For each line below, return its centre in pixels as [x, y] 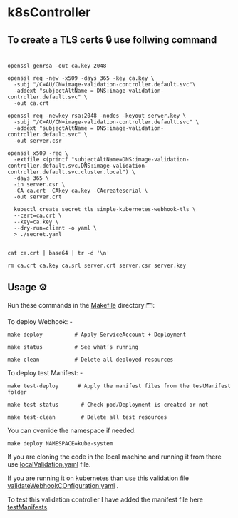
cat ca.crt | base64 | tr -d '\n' [59, 253]
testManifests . [28, 507]
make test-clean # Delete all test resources [87, 417]
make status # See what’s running [73, 347]
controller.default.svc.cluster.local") [68, 172]
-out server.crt [38, 197]
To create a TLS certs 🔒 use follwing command [112, 40]
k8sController [49, 12]
